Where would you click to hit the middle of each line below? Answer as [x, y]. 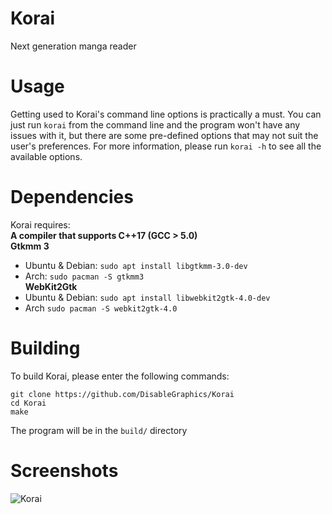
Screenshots [64, 470]
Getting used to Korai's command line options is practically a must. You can [166, 114]
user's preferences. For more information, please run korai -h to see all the [166, 146]
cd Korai [28, 403]
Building [45, 348]
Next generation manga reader [73, 46]
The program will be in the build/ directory [99, 430]
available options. [46, 156]
